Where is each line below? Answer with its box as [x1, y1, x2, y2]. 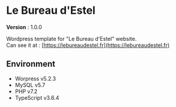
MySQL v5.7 [14, 81, 46, 88]
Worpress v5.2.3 [14, 75, 56, 82]
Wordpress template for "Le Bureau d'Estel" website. [6, 35, 137, 42]
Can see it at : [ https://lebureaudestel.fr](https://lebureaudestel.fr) [6, 41, 170, 49]
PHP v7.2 [14, 88, 38, 95]
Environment [6, 59, 56, 69]
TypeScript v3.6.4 [14, 94, 59, 101]
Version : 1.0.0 [6, 23, 42, 31]
